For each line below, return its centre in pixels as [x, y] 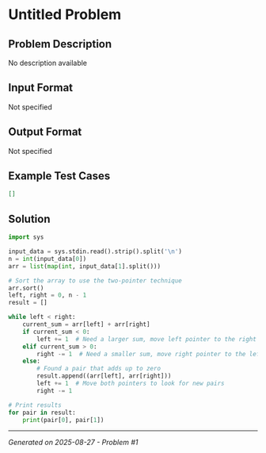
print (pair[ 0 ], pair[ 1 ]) [63, 420]
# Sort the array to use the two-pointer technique [95, 280]
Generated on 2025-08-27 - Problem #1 [73, 443]
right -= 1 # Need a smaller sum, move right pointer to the [141, 354]
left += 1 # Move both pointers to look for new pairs [131, 383]
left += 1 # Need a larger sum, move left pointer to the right [147, 339]
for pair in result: [42, 413]
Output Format [45, 132]
